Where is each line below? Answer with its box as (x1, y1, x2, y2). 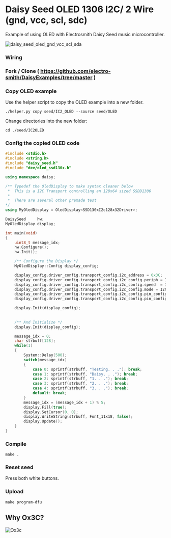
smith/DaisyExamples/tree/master (5, 74, 93, 81)
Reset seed (5, 464, 34, 471)
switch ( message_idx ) (23, 357, 67, 362)
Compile (5, 440, 26, 447)
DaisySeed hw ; (5, 217, 44, 222)
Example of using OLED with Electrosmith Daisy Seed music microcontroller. (5, 31, 165, 37)
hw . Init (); (14, 250, 38, 255)
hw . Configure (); (14, 245, 49, 250)
